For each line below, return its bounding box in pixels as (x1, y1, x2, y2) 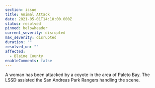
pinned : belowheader (5, 26, 48, 31)
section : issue (5, 7, 37, 12)
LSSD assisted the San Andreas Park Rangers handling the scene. (5, 77, 140, 83)
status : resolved (5, 21, 41, 26)
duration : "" (5, 40, 32, 45)
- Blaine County (9, 53, 43, 59)
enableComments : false (5, 58, 52, 63)
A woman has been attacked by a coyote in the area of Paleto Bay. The (5, 72, 150, 78)
